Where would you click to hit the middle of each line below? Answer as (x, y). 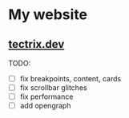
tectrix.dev (36, 44)
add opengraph (45, 106)
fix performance (46, 96)
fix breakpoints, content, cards (71, 79)
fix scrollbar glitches (53, 88)
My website (48, 15)
